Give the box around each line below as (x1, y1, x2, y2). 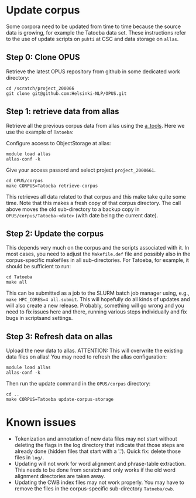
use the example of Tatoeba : (6, 128, 74, 135)
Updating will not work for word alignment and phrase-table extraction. (14, 461, 186, 468)
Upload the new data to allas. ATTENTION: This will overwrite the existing (6, 347, 183, 354)
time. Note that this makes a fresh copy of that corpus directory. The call (6, 199, 181, 206)
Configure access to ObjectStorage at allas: (6, 139, 111, 146)
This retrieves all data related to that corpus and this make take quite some (6, 193, 186, 200)
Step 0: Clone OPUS (6, 52, 80, 62)
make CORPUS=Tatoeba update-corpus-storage (6, 397, 114, 403)
